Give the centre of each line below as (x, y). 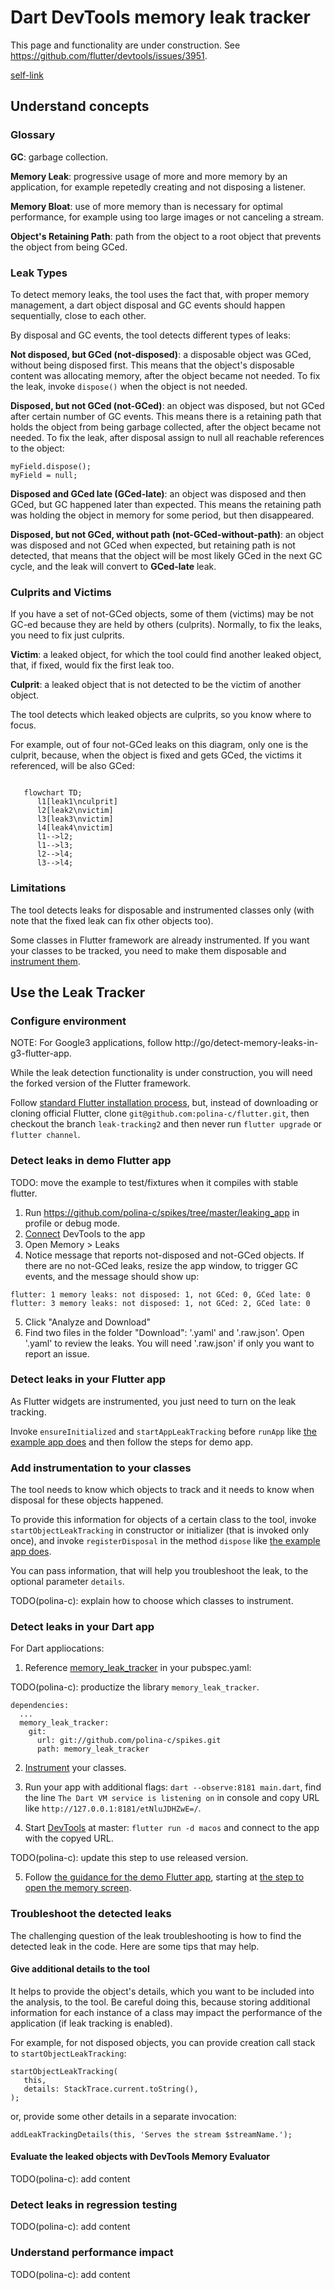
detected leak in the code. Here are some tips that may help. (135, 1946)
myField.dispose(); (51, 466)
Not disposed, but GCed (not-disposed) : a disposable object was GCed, (161, 354)
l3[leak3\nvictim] (75, 819)
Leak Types (39, 273)
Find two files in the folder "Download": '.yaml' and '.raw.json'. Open (164, 1332)
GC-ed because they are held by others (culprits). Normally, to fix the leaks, (166, 625)
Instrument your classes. (75, 1768)
